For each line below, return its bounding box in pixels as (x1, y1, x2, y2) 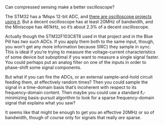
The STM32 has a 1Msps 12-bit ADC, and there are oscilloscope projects (5, 14, 152, 19)
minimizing (5, 95, 27, 101)
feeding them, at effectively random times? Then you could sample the (5, 79, 148, 85)
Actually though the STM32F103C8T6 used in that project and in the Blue (5, 34, 153, 39)
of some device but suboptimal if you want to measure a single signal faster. (5, 54, 160, 60)
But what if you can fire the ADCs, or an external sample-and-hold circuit (5, 74, 153, 80)
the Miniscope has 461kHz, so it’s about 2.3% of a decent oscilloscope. (5, 24, 150, 30)
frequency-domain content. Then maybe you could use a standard (5, 90, 139, 95)
